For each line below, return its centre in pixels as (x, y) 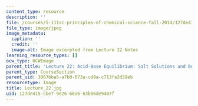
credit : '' (25, 45)
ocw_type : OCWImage (30, 61)
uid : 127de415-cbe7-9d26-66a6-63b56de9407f (60, 94)
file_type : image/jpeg (34, 28)
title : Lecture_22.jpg (34, 88)
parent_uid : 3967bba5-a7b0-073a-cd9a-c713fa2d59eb (70, 77)
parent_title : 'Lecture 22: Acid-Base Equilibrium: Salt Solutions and (96, 66)
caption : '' (26, 39)
